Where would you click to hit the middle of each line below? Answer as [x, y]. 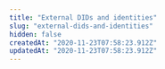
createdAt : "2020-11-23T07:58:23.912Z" [83, 43]
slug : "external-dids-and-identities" [81, 26]
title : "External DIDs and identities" [83, 17]
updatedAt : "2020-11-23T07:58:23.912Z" [83, 51]
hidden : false [36, 34]
